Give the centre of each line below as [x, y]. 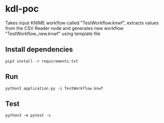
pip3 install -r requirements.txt [42, 61]
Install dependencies [39, 49]
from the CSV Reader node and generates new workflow [64, 28]
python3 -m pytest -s [28, 115]
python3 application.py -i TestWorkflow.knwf [54, 88]
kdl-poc [22, 9]
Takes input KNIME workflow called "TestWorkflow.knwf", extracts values [82, 23]
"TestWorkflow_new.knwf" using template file [53, 33]
